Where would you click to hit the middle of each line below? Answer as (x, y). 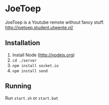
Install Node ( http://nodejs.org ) (43, 55)
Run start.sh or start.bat (32, 98)
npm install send (30, 71)
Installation (23, 43)
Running (18, 86)
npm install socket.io (35, 66)
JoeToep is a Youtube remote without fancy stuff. (55, 22)
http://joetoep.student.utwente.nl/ (39, 27)
